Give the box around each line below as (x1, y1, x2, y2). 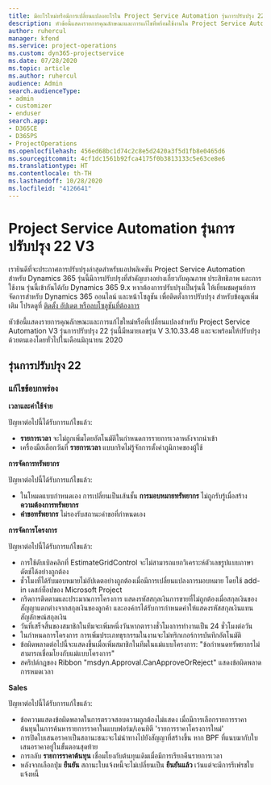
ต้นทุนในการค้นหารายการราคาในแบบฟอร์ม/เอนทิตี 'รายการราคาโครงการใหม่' (19, 724, 224, 733)
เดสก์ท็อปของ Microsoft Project (27, 585, 123, 594)
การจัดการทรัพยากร (8, 459, 60, 468)
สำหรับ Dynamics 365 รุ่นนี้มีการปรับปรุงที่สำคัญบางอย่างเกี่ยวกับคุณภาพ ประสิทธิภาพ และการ (8, 273, 262, 283)
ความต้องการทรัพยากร (19, 500, 79, 510)
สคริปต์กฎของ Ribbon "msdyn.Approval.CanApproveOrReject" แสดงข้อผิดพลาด (19, 657, 262, 667)
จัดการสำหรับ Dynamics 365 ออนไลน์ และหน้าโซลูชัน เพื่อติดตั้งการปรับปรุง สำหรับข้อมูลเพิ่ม (8, 292, 259, 301)
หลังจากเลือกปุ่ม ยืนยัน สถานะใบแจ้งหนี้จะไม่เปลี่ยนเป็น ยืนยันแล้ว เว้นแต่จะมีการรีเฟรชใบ (19, 760, 254, 770)
